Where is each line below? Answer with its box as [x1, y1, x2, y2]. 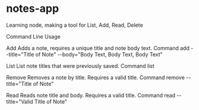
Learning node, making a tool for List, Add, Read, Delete [6, 21, 144, 29]
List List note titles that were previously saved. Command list [6, 62, 154, 70]
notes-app [6, 2, 59, 15]
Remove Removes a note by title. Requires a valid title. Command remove [6, 74, 185, 81]
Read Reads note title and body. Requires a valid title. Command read [6, 92, 176, 99]
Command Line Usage [6, 33, 61, 40]
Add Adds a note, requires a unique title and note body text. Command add [6, 44, 190, 52]
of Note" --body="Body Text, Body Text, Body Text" [35, 51, 163, 58]
